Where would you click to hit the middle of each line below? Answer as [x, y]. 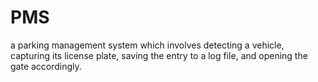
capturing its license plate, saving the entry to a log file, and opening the [159, 55]
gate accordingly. [46, 66]
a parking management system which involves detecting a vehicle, [147, 45]
